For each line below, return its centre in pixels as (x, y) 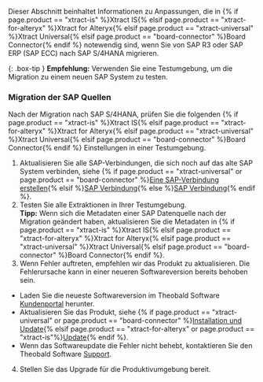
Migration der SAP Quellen (60, 97)
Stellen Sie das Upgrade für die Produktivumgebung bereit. (115, 369)
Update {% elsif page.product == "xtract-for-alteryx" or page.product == (137, 329)
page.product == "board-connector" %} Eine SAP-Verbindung (119, 180)
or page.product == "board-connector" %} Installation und (148, 321)
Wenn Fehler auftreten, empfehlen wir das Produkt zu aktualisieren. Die (135, 264)
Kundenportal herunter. (57, 304)
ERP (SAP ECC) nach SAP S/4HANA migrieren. (84, 53)
